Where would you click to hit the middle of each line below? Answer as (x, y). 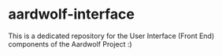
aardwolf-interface (72, 14)
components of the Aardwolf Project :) (70, 44)
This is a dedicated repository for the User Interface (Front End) (111, 36)
